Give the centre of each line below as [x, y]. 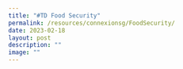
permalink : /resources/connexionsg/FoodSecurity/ [92, 23]
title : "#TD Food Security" [55, 15]
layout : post [30, 38]
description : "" [35, 45]
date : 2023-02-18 [37, 30]
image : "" [25, 52]
